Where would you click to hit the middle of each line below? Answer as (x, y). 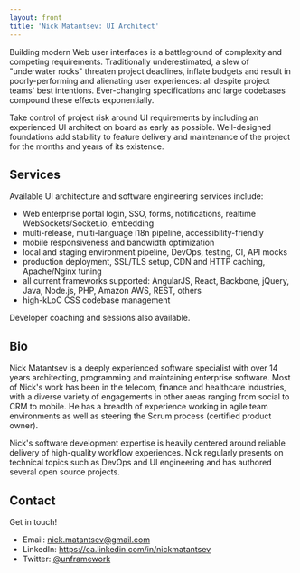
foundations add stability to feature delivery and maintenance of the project (150, 136)
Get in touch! (33, 521)
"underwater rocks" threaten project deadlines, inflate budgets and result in (150, 71)
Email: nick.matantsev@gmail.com (86, 540)
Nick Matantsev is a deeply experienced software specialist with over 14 (144, 368)
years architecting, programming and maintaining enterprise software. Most (150, 378)
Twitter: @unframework (66, 559)
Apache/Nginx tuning (62, 271)
